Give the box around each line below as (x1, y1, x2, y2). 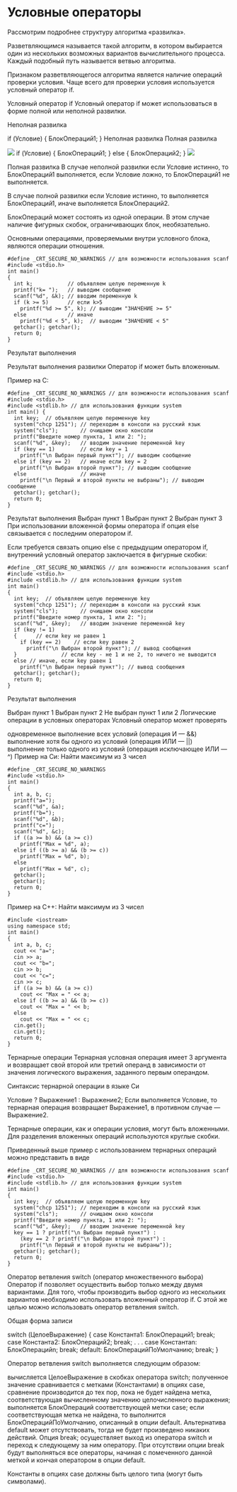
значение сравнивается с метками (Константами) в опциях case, (7, 1380, 205, 1388)
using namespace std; (7, 922, 71, 930)
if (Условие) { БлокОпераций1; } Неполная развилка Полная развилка (7, 134, 217, 143)
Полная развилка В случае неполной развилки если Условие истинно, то (7, 163, 229, 171)
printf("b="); (13, 809, 55, 816)
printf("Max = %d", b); (20, 852, 91, 860)
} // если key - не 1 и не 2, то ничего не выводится (13, 651, 217, 658)
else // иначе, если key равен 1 (13, 657, 112, 664)
